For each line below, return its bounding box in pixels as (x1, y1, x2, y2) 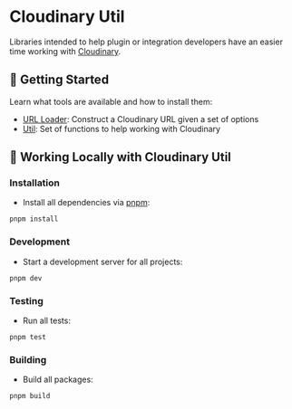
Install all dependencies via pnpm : (22, 197, 151, 208)
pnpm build (9, 392, 51, 401)
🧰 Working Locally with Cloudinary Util (9, 149, 231, 165)
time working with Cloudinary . (9, 45, 122, 56)
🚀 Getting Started (9, 72, 110, 88)
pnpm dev (9, 273, 43, 282)
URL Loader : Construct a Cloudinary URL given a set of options (22, 113, 259, 124)
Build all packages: (22, 374, 93, 385)
